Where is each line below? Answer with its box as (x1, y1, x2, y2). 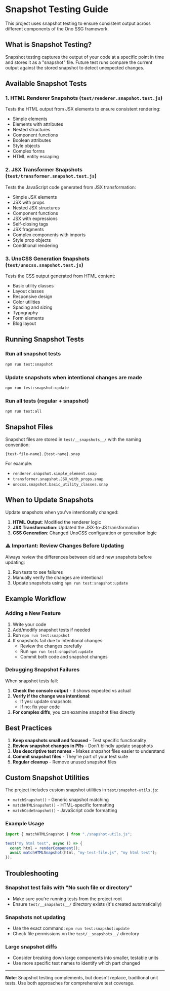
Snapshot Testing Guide (5, 4, 109, 15)
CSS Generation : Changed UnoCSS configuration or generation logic (12, 530, 157, 536)
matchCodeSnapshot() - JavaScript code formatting (12, 808, 117, 814)
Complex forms (12, 148, 45, 154)
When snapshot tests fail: (5, 678, 58, 684)
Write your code (12, 621, 47, 627)
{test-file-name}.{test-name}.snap (5, 451, 80, 457)
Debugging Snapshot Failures (5, 666, 80, 673)
